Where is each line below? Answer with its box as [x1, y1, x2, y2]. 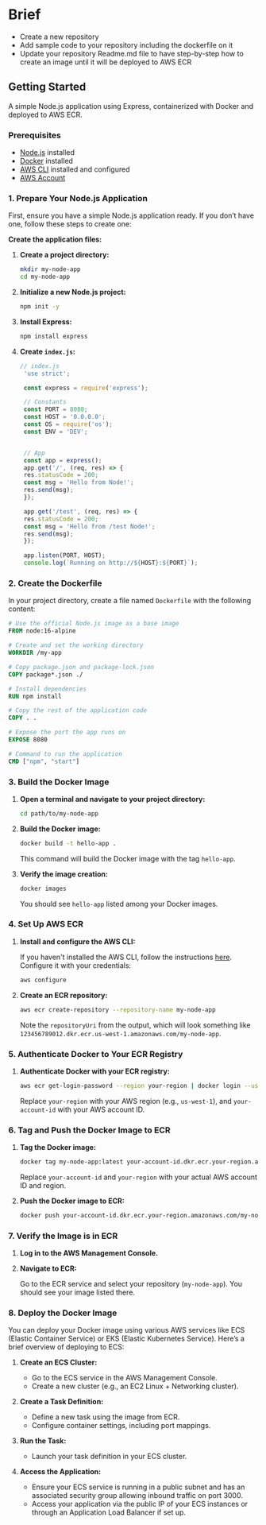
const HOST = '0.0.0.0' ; [23, 413, 106, 421]
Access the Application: [19, 1467, 102, 1477]
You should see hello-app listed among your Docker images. [19, 899, 218, 908]
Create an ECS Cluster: [19, 1357, 98, 1368]
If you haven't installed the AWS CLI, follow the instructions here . [19, 952, 233, 962]
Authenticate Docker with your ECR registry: [19, 1066, 171, 1076]
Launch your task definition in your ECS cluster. [31, 1452, 187, 1461]
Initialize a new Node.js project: [19, 288, 126, 297]
